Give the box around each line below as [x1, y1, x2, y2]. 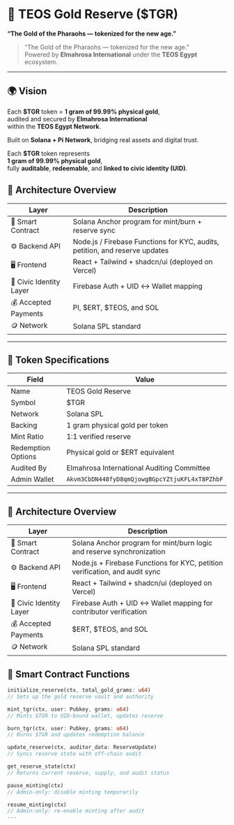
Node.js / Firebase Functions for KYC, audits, [72, 236, 219, 246]
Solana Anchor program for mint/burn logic [72, 538, 212, 548]
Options [10, 452, 37, 462]
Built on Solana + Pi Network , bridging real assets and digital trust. [7, 135, 199, 144]
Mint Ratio [10, 432, 44, 441]
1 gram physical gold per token [65, 421, 169, 430]
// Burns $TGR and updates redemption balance [7, 732, 145, 739]
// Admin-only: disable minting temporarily [7, 788, 139, 796]
